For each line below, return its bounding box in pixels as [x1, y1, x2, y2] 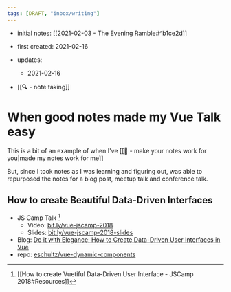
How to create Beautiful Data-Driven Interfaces [7, 194, 213, 206]
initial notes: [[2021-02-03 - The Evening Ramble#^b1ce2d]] [16, 29, 188, 37]
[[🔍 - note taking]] [16, 82, 70, 91]
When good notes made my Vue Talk [7, 109, 221, 124]
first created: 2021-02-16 [16, 42, 89, 50]
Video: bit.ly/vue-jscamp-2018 [27, 221, 113, 229]
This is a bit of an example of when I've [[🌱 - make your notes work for [7, 146, 208, 155]
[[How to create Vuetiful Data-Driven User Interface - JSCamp [16, 270, 194, 278]
